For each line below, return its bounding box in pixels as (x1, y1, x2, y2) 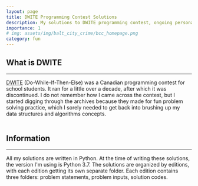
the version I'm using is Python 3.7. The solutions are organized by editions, (6, 161, 190, 168)
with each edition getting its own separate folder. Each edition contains (6, 167, 179, 174)
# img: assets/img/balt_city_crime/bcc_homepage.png (6, 31, 138, 36)
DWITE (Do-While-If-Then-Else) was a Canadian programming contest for (6, 79, 185, 86)
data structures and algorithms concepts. (6, 110, 107, 117)
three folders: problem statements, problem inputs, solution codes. (6, 173, 168, 180)
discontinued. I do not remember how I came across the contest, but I (6, 91, 176, 98)
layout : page (6, 8, 38, 15)
